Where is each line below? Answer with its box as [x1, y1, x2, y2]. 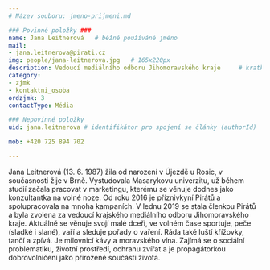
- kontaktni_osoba [8, 86, 70, 94]
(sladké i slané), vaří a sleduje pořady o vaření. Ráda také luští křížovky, [8, 226, 245, 236]
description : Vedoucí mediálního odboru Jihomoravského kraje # [8, 64, 243, 73]
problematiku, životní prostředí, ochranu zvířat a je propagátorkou [8, 243, 227, 254]
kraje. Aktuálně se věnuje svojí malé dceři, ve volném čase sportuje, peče [8, 218, 252, 228]
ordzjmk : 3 [8, 93, 45, 102]
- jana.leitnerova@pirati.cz [8, 49, 106, 57]
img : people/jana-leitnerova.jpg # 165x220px [8, 56, 171, 64]
